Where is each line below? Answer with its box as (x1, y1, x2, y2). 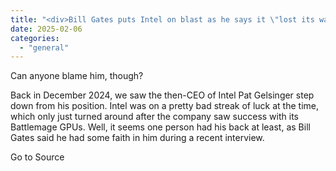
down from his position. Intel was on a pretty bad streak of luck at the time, (10, 100, 320, 112)
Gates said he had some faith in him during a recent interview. (10, 132, 265, 144)
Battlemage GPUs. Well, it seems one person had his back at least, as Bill (10, 121, 311, 133)
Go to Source (10, 151, 65, 163)
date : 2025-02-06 (10, 24, 83, 34)
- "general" (19, 42, 70, 53)
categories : (10, 33, 60, 43)
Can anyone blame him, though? (10, 70, 144, 82)
